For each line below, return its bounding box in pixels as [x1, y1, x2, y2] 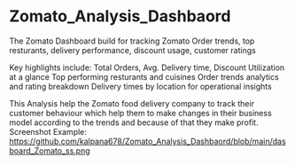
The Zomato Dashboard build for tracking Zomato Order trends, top [9, 35, 255, 46]
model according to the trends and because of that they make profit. [9, 117, 259, 128]
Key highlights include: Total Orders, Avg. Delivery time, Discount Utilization [9, 62, 285, 73]
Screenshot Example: [9, 126, 87, 137]
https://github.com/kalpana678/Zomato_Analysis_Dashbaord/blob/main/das [9, 136, 286, 146]
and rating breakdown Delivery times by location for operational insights [9, 81, 272, 91]
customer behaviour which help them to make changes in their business [9, 107, 272, 118]
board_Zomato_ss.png [9, 145, 90, 156]
